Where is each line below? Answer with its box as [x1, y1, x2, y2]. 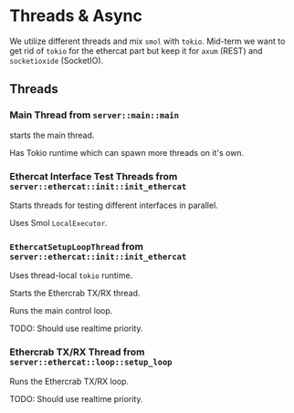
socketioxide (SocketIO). [9, 55, 104, 66]
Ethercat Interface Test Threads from [9, 170, 178, 182]
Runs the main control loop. [9, 305, 113, 316]
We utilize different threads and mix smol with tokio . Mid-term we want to [9, 36, 286, 46]
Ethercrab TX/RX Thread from [9, 346, 145, 358]
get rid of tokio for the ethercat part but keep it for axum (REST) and [9, 45, 263, 56]
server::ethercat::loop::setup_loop [9, 357, 173, 367]
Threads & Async [9, 5, 143, 26]
